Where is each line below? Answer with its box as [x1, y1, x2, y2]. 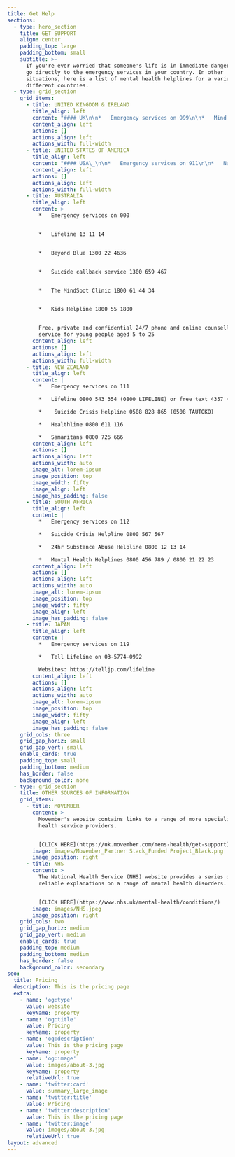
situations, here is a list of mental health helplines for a [25, 75, 211, 83]
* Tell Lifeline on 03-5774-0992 [38, 653, 142, 660]
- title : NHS [25, 860, 64, 868]
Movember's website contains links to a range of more [38, 815, 201, 822]
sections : [7, 17, 36, 24]
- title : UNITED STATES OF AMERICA [25, 147, 130, 154]
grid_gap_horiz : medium [20, 925, 90, 932]
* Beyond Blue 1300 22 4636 [38, 249, 127, 256]
